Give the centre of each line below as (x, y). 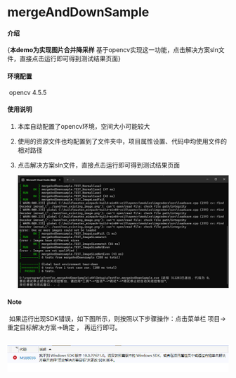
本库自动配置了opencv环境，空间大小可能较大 (84, 126)
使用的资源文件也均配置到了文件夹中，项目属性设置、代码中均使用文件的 (122, 141)
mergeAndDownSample (78, 12)
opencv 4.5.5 (28, 92)
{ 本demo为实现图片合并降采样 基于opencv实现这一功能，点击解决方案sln (113, 50)
